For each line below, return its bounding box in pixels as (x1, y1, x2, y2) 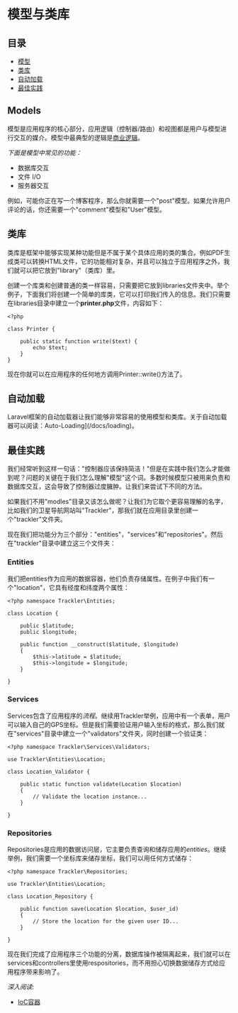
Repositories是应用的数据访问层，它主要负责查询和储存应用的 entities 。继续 (7, 845, 227, 854)
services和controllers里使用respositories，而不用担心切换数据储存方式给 (7, 959, 220, 968)
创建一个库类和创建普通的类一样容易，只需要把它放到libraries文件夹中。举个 (7, 281, 229, 290)
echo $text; (33, 344, 69, 351)
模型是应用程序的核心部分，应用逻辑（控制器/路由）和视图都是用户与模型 (7, 124, 221, 133)
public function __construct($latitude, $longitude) (20, 640, 179, 648)
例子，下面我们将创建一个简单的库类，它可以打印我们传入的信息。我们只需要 (7, 290, 231, 298)
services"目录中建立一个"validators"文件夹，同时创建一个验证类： (16, 729, 209, 738)
